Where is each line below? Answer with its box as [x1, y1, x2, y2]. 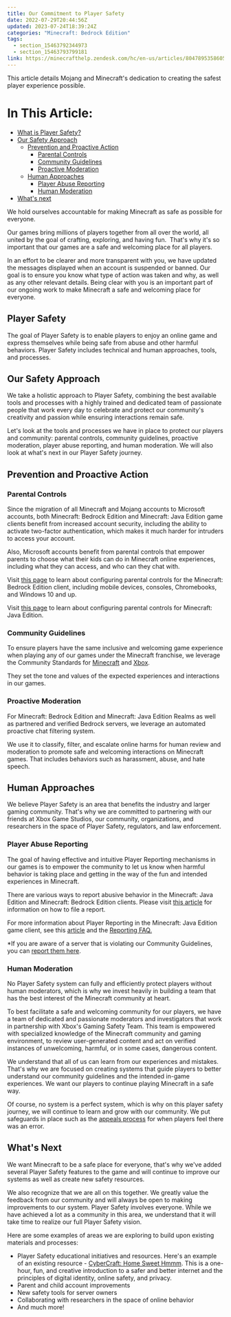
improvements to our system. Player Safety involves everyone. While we [7, 1203, 212, 1211]
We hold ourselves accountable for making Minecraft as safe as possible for [7, 208, 223, 216]
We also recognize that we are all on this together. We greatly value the [7, 1188, 209, 1196]
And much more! [16, 1303, 65, 1311]
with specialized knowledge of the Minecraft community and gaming [7, 1029, 201, 1038]
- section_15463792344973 [13, 42, 88, 49]
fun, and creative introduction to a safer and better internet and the [33, 1266, 223, 1274]
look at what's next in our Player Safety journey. [7, 449, 143, 457]
